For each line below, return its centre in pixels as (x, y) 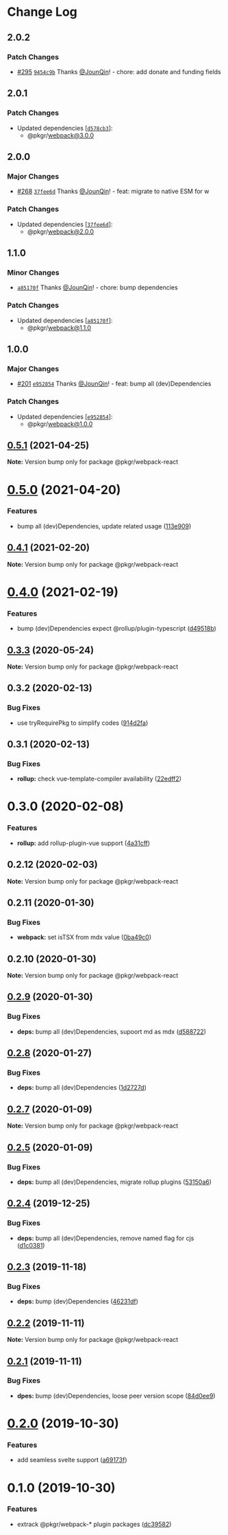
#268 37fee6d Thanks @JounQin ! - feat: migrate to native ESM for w (113, 191)
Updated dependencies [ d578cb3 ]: (65, 128)
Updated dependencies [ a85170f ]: (65, 320)
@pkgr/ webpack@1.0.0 (60, 424)
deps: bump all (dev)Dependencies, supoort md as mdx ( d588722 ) (112, 1031)
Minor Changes (33, 272)
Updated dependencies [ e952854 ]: (65, 416)
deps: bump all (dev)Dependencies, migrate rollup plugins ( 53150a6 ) (114, 1182)
